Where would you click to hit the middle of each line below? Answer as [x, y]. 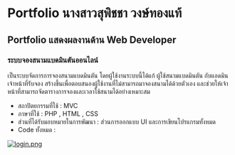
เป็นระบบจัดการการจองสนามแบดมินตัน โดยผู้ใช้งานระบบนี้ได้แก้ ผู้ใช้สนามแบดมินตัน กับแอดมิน [118, 75]
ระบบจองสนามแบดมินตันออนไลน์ [53, 60]
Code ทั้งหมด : [37, 129]
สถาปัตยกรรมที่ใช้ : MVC [48, 105]
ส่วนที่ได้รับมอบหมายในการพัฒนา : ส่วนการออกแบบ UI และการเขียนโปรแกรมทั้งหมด [116, 122]
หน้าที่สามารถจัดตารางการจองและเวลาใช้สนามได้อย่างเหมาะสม [79, 91]
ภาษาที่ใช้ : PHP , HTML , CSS [58, 113]
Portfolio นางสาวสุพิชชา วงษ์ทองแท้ [95, 13]
